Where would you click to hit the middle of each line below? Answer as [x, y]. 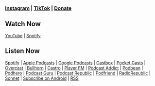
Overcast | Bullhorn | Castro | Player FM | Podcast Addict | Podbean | [74, 68]
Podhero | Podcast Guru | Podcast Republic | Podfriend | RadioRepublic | [78, 73]
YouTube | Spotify [23, 35]
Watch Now [23, 24]
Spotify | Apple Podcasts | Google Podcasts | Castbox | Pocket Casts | [75, 63]
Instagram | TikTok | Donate [38, 8]
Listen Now [22, 51]
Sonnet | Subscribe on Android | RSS [42, 78]
